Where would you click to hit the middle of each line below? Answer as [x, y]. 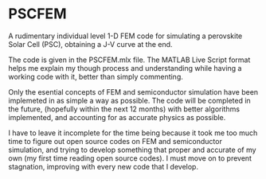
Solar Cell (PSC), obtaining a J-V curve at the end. [90, 44]
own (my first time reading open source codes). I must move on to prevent [130, 158]
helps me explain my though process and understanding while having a [125, 68]
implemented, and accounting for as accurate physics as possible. [117, 117]
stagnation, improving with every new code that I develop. [104, 166]
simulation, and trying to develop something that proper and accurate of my [132, 150]
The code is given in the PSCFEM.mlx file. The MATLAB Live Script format [129, 60]
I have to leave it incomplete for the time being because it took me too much [133, 133]
